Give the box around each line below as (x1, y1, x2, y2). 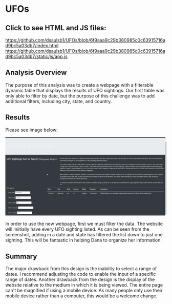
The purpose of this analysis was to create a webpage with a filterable (5, 82, 154, 88)
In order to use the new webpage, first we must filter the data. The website (5, 221, 163, 227)
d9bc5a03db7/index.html (5, 43, 59, 49)
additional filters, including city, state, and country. (5, 98, 112, 104)
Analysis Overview (5, 68, 67, 77)
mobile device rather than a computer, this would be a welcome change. (5, 293, 158, 299)
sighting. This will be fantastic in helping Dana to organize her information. (5, 237, 162, 244)
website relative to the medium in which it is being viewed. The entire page (5, 282, 163, 288)
